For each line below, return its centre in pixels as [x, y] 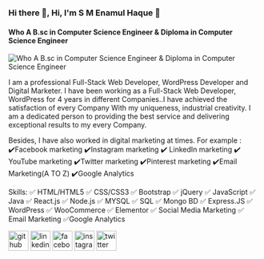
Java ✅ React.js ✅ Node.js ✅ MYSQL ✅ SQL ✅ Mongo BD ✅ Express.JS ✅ [131, 201]
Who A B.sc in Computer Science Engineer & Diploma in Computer [121, 32]
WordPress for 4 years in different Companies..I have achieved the [118, 99]
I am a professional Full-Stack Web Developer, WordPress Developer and [128, 83]
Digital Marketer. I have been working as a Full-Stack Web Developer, [122, 91]
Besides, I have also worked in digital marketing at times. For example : [125, 140]
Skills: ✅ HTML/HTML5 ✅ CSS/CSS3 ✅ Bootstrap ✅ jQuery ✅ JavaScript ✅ [132, 192]
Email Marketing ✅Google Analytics [67, 219]
